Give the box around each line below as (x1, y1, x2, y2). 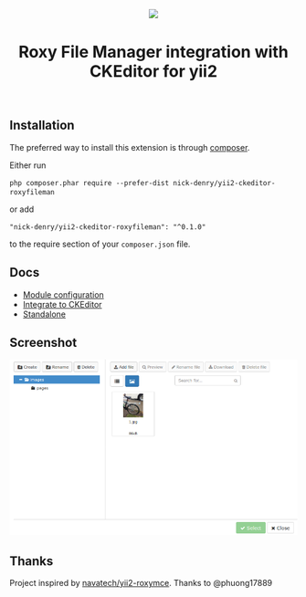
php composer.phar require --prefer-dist (9, 178, 170, 187)
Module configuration (22, 288, 105, 300)
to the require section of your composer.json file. (9, 238, 191, 249)
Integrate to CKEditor (22, 298, 102, 309)
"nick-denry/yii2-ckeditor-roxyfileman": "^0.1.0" (9, 222, 206, 232)
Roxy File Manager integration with (17, 42, 290, 63)
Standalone (22, 309, 67, 319)
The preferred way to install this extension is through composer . (9, 141, 250, 152)
